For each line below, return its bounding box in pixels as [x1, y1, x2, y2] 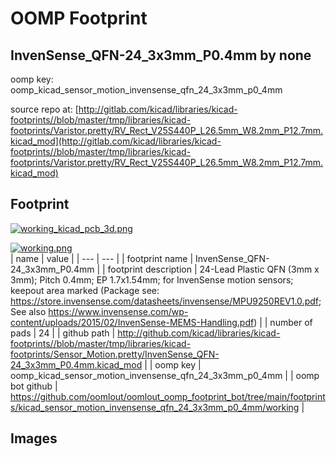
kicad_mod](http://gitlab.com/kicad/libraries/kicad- [10, 135, 222, 147]
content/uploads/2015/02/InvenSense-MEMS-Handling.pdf [10, 316, 255, 328]
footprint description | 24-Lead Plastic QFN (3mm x [107, 263, 320, 275]
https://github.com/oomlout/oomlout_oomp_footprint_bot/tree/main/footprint [10, 390, 326, 402]
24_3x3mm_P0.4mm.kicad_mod [10, 358, 143, 371]
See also [10, 305, 47, 317]
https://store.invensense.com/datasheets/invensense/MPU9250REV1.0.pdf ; [10, 295, 322, 307]
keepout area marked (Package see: [10, 284, 160, 296]
